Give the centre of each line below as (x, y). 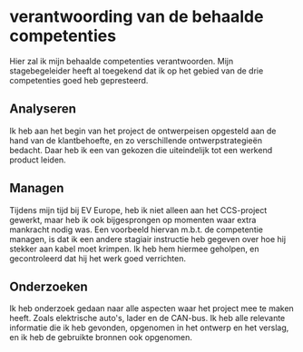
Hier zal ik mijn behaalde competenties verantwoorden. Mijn (122, 61)
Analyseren (43, 109)
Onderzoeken (49, 286)
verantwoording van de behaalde (137, 17)
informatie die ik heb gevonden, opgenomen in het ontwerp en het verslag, (149, 328)
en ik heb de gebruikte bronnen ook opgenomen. (101, 337)
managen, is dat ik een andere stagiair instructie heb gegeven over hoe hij (148, 239)
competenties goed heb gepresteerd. (79, 80)
